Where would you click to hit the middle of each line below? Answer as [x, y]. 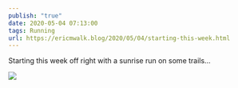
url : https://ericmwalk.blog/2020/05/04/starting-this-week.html [119, 38]
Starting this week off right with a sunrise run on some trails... [109, 61]
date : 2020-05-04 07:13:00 [53, 23]
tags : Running [32, 30]
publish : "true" [35, 16]
